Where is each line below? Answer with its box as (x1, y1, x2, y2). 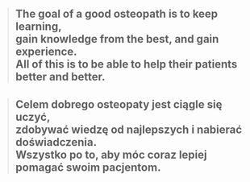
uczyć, (15, 110, 51, 124)
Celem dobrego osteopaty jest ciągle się (15, 97, 223, 111)
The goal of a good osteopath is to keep (15, 7, 219, 21)
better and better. (15, 70, 106, 84)
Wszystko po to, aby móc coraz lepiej (15, 147, 207, 161)
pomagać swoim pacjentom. (15, 160, 161, 174)
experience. (15, 45, 77, 59)
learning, (15, 20, 62, 34)
